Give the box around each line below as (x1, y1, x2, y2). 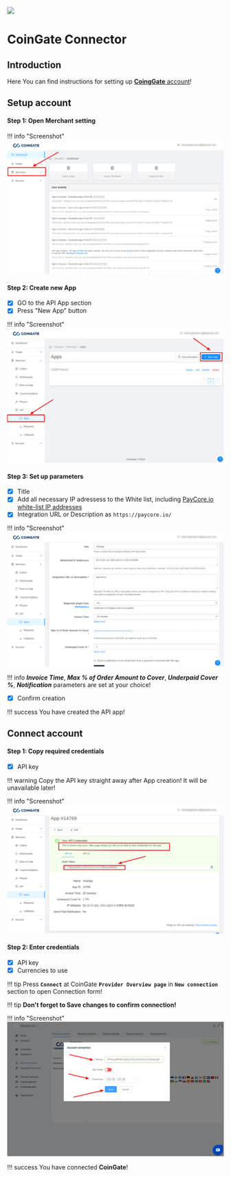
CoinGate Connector (7, 32, 127, 48)
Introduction (7, 59, 62, 71)
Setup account (7, 97, 71, 109)
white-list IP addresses (16, 503, 82, 511)
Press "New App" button (16, 307, 87, 315)
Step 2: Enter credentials (7, 943, 80, 951)
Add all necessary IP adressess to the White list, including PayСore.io (16, 495, 214, 504)
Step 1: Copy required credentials (7, 747, 104, 755)
